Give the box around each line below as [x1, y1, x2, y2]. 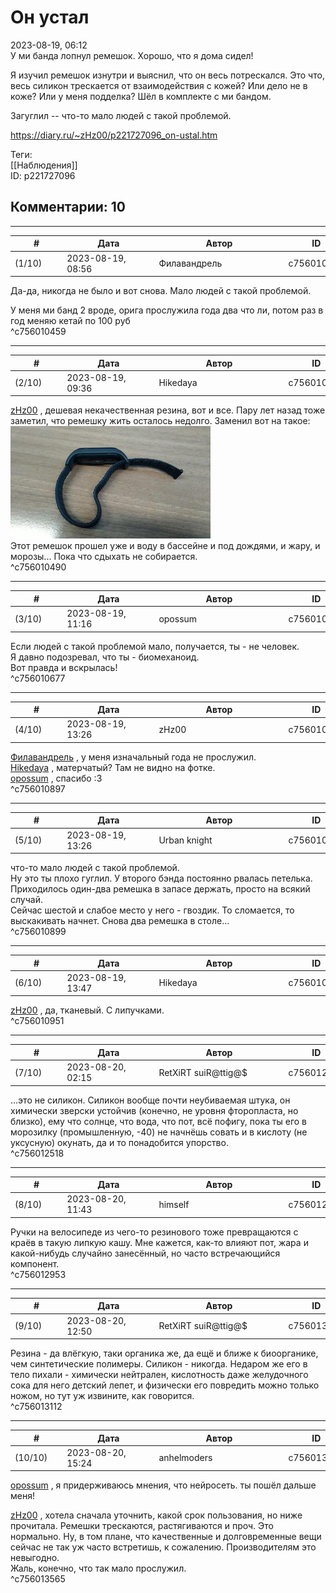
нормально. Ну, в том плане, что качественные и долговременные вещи [10, 1531, 322, 1543]
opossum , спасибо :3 [10, 772, 103, 784]
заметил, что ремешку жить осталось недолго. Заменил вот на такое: [10, 415, 311, 427]
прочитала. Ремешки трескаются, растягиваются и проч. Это [10, 1520, 274, 1532]
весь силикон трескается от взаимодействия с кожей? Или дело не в [10, 79, 308, 91]
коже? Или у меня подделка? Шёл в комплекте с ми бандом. [10, 90, 272, 102]
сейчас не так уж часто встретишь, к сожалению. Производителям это [10, 1541, 317, 1553]
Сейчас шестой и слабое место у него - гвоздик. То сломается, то [10, 904, 295, 916]
